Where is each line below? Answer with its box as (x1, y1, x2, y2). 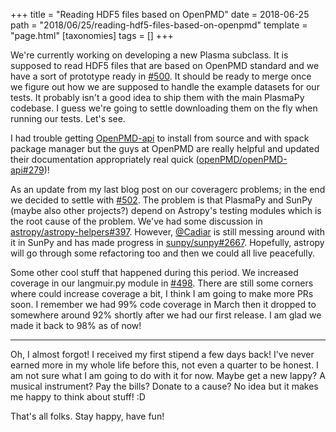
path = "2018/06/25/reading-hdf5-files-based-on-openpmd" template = (10, 19, 308, 31)
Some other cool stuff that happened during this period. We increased (10, 267, 299, 278)
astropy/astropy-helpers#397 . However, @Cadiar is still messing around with (10, 226, 325, 238)
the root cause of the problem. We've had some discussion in (10, 215, 263, 227)
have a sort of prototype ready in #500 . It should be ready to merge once (10, 70, 312, 82)
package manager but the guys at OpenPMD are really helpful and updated (10, 143, 320, 154)
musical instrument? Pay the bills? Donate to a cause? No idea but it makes (10, 380, 319, 392)
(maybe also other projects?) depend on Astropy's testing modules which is (10, 205, 322, 216)
